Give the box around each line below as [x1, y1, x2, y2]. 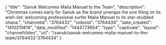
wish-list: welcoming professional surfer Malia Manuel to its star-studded [5, 15, 154, 20]
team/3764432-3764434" [5, 35, 58, 41]
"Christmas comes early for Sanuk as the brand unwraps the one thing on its [5, 9, 161, 15]
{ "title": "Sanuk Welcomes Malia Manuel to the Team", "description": [5, 4, 146, 10]
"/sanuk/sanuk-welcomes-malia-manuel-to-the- [51, 30, 149, 35]
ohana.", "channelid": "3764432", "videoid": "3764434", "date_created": [5, 19, 152, 25]
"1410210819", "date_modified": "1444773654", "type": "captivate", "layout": [5, 25, 160, 30]
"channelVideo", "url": [5, 30, 50, 35]
